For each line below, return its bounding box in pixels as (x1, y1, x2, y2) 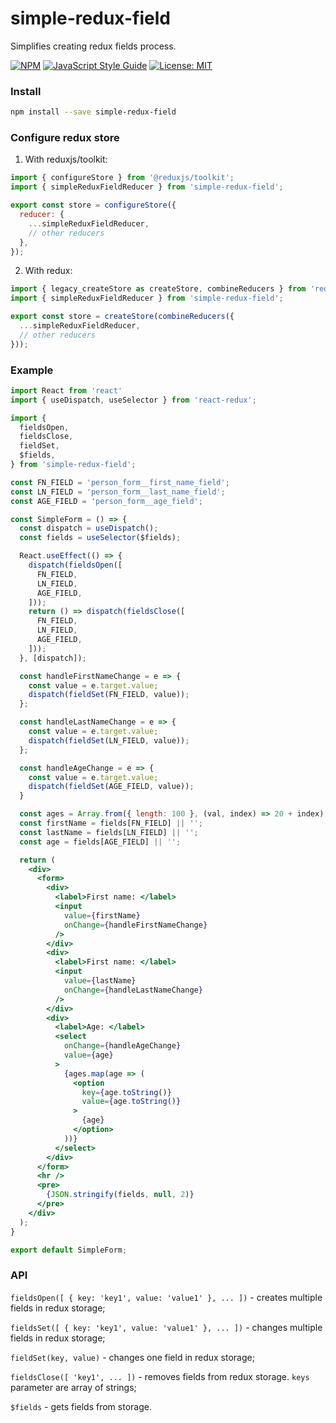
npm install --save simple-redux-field (10, 107, 177, 117)
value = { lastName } (63, 976, 137, 986)
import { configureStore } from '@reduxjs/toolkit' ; (10, 173, 235, 183)
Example (10, 363, 54, 377)
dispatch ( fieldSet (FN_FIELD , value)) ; (28, 690, 190, 700)
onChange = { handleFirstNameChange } (63, 920, 208, 930)
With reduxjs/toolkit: (24, 153, 108, 166)
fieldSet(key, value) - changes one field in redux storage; (10, 1351, 255, 1363)
